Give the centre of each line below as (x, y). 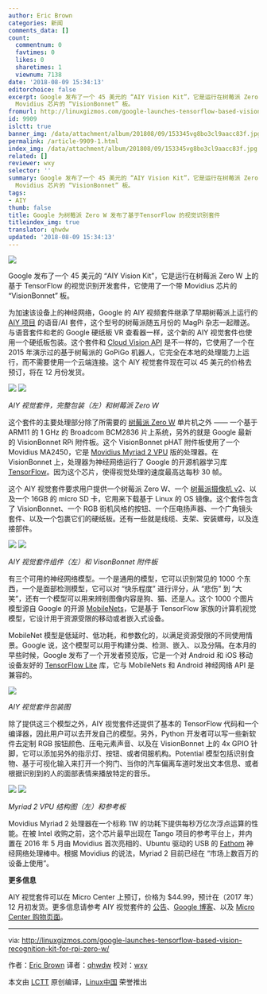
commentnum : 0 (39, 45)
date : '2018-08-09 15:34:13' (56, 82)
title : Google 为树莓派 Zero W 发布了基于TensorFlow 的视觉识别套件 (114, 215)
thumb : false (30, 207)
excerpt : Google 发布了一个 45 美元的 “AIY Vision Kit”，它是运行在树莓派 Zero (133, 97)
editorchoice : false (43, 89)
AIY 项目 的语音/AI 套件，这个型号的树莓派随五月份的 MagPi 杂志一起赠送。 (131, 322)
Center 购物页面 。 (38, 917)
